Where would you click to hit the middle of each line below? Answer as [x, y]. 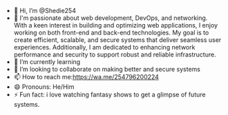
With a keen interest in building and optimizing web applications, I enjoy [116, 25]
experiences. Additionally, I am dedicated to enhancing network [104, 47]
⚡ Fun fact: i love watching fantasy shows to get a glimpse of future [110, 94]
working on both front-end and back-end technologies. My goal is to [111, 32]
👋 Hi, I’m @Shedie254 [45, 11]
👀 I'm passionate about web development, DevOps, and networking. [111, 18]
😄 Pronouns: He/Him [44, 87]
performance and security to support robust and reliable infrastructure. [115, 54]
